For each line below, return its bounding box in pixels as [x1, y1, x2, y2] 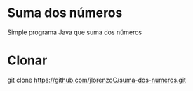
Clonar [7, 52, 48, 69]
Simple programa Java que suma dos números [7, 28, 142, 36]
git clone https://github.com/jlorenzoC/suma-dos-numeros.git [7, 76, 186, 84]
